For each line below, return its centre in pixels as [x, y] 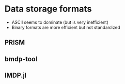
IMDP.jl [16, 76]
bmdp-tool [21, 59]
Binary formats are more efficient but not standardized [66, 27]
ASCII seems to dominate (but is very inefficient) [60, 22]
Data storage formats [48, 9]
